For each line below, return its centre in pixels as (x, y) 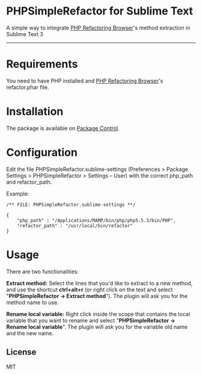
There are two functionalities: (43, 271)
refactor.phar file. (28, 87)
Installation (35, 112)
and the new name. (30, 333)
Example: (18, 193)
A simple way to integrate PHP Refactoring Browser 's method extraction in (98, 28)
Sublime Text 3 (25, 34)
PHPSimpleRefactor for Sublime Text (100, 11)
